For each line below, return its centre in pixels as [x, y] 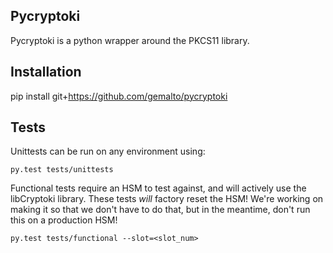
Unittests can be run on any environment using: [108, 151]
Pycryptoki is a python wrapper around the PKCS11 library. [130, 40]
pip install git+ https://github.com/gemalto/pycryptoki [119, 96]
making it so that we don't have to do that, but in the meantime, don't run [160, 210]
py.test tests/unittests [62, 170]
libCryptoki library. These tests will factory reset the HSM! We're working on [167, 199]
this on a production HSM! [64, 220]
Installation [46, 72]
